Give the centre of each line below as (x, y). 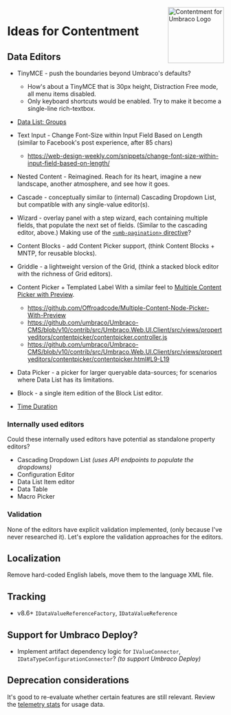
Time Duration (37, 406)
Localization (34, 558)
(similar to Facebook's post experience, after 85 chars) (95, 143)
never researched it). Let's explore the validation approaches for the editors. (115, 537)
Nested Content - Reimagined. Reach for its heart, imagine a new (109, 176)
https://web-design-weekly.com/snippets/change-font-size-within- (123, 156)
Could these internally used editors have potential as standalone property (111, 439)
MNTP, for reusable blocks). (57, 253)
